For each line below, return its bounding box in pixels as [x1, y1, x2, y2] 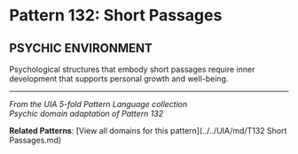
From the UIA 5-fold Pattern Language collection [9, 99, 188, 109]
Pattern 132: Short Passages [9, 5, 223, 26]
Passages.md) [9, 135, 62, 145]
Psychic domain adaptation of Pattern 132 [9, 108, 164, 119]
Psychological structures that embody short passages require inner [9, 64, 255, 74]
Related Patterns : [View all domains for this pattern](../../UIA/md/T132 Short [9, 126, 287, 135]
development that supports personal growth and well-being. [9, 73, 229, 84]
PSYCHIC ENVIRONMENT [9, 41, 153, 56]
